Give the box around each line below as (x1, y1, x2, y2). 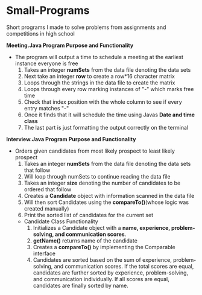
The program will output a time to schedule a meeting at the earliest (14, 53, 184, 60)
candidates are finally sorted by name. (33, 282, 128, 289)
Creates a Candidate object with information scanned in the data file (24, 192, 195, 199)
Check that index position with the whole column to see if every (24, 98, 182, 106)
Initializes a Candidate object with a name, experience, (33, 224, 171, 231)
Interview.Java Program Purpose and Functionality (6, 135, 136, 142)
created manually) (24, 205, 69, 212)
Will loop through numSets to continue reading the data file (24, 173, 171, 180)
